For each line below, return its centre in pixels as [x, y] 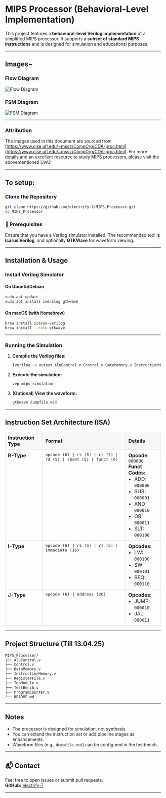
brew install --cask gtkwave [35, 328]
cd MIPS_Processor [24, 211]
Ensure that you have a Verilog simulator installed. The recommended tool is [83, 235]
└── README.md [20, 697]
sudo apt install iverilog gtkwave [42, 302]
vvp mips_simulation [33, 384]
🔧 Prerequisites [24, 224]
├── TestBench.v [22, 688]
